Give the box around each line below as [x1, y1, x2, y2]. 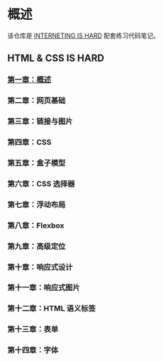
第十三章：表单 [7, 324, 59, 334]
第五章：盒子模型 [7, 157, 66, 167]
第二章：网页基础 [7, 96, 66, 106]
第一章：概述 [7, 75, 52, 85]
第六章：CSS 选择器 [7, 179, 75, 189]
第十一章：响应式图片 [7, 283, 80, 293]
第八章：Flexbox [7, 221, 64, 231]
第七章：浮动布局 [7, 199, 66, 209]
